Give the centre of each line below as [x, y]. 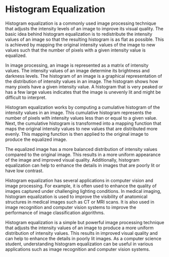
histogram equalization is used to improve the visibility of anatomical [76, 196]
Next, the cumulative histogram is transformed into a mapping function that [83, 123]
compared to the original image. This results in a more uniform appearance [83, 155]
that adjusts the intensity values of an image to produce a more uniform [79, 228]
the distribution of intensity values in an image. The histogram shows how [82, 81]
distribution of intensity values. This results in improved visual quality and [81, 233]
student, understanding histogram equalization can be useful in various [79, 244]
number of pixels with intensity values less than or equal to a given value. [81, 118]
